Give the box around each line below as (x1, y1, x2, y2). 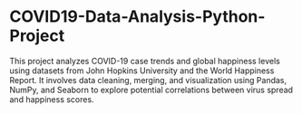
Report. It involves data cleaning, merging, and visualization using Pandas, (9, 74, 287, 85)
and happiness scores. (9, 93, 94, 105)
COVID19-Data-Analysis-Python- (9, 6, 266, 27)
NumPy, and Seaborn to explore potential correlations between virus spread (9, 84, 293, 95)
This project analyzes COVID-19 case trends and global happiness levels (9, 55, 281, 66)
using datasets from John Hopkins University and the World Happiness (9, 65, 275, 76)
